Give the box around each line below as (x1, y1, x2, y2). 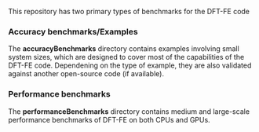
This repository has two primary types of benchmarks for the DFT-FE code (8, 7, 250, 16)
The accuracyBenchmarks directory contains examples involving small (8, 44, 239, 53)
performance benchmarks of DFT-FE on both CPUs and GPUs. (8, 115, 210, 124)
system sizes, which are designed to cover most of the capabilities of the (8, 53, 245, 62)
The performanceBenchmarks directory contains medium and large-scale (8, 106, 250, 116)
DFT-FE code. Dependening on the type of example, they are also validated (8, 60, 252, 70)
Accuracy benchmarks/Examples (8, 26, 139, 37)
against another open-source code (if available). (8, 69, 165, 79)
